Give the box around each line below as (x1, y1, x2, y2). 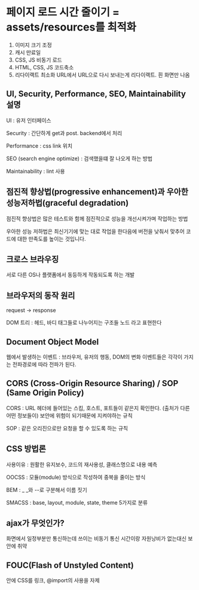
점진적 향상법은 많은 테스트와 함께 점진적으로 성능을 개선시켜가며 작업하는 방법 (6, 215, 188, 222)
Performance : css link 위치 (6, 142, 73, 149)
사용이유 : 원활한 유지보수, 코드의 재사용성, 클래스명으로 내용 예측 (6, 461, 158, 468)
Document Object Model (6, 337, 99, 347)
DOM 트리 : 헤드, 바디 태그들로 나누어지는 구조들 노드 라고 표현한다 (6, 319, 162, 326)
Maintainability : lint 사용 (6, 167, 65, 175)
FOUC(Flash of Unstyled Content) (6, 560, 134, 570)
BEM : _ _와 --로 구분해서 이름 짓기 (6, 486, 88, 493)
